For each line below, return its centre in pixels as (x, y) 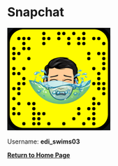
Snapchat (36, 12)
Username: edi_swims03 (44, 141)
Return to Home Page (39, 155)
